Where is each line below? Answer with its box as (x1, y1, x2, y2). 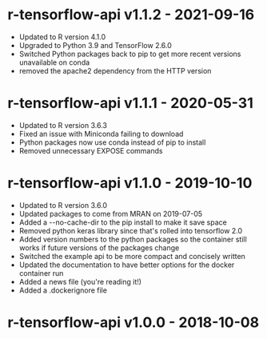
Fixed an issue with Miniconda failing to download (18, 129, 184, 138)
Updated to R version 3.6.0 (18, 200, 108, 209)
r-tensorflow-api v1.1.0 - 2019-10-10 (7, 174, 253, 193)
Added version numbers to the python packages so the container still (18, 234, 247, 244)
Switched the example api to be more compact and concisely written (18, 251, 245, 261)
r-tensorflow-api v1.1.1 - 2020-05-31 (7, 94, 253, 113)
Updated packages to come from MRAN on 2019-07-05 (18, 209, 203, 218)
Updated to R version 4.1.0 (18, 32, 106, 42)
